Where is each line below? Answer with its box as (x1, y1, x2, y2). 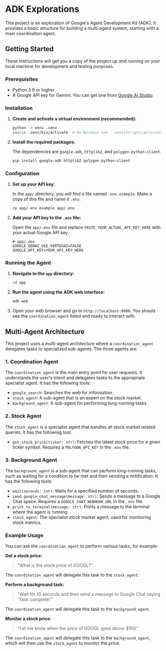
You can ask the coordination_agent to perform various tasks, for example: (5, 543, 159, 549)
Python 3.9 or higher (12, 87, 55, 93)
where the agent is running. (12, 509, 69, 515)
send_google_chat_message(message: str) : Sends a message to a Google (12, 493, 161, 499)
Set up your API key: (12, 181, 55, 187)
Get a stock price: (5, 553, 43, 559)
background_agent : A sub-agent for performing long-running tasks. (12, 400, 148, 406)
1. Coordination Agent (5, 358, 58, 365)
